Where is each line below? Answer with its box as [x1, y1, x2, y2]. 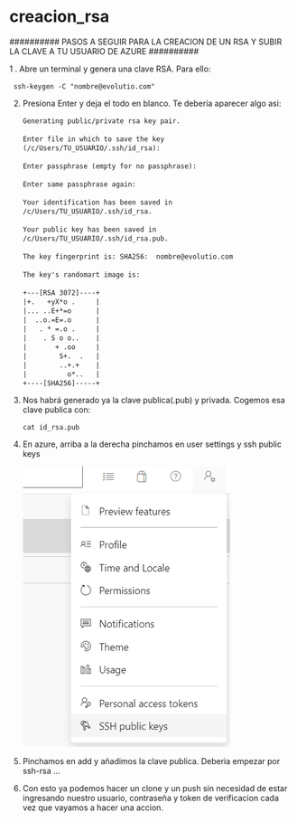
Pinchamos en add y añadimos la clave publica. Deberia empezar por [22, 755, 281, 766]
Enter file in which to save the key [22, 134, 165, 144]
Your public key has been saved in [22, 224, 157, 234]
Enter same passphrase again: [22, 179, 137, 189]
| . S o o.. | [22, 333, 100, 343]
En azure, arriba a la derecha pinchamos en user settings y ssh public [22, 439, 283, 449]
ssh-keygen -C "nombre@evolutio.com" [13, 81, 155, 91]
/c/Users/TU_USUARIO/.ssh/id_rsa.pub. [22, 233, 169, 243]
